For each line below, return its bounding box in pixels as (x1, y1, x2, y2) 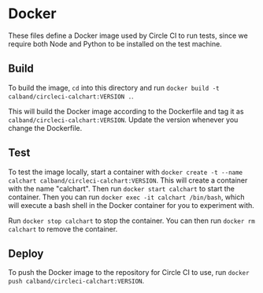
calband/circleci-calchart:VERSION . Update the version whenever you (8, 115, 239, 124)
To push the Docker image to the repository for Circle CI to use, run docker (8, 268, 250, 277)
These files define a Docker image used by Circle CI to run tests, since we (8, 31, 248, 40)
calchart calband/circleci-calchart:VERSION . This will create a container (8, 175, 248, 185)
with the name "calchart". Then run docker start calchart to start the (8, 184, 235, 193)
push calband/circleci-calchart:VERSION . (8, 276, 145, 286)
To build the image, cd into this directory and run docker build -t (8, 83, 220, 92)
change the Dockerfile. (8, 123, 83, 132)
